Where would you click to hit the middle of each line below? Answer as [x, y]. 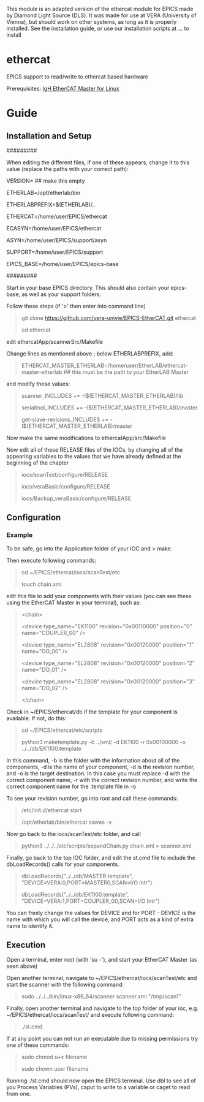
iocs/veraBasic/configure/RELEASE [66, 486]
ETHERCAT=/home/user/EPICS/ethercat [57, 216]
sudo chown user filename [55, 1069]
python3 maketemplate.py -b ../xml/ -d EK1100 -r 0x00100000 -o [103, 742]
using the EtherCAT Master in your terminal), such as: [74, 602]
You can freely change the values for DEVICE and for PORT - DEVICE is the [101, 913]
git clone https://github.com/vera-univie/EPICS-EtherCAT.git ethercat [108, 317]
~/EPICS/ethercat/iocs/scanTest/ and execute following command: [90, 1015]
